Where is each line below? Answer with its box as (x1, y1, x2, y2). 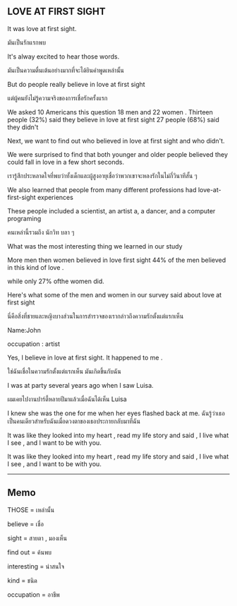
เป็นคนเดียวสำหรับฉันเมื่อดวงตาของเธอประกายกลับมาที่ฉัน (7, 417, 141, 425)
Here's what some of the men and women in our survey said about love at (7, 290, 222, 299)
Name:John (7, 326, 41, 334)
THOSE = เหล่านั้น (7, 505, 55, 514)
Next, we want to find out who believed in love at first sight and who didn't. (7, 136, 225, 145)
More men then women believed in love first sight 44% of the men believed (7, 256, 226, 264)
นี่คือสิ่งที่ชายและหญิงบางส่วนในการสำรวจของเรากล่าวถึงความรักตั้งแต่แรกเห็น (7, 311, 184, 320)
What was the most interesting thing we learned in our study (7, 242, 183, 250)
